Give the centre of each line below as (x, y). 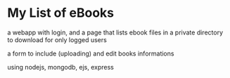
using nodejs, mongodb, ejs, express (60, 67)
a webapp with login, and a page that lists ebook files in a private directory (115, 32)
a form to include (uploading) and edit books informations (91, 53)
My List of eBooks (61, 13)
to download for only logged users (57, 39)
